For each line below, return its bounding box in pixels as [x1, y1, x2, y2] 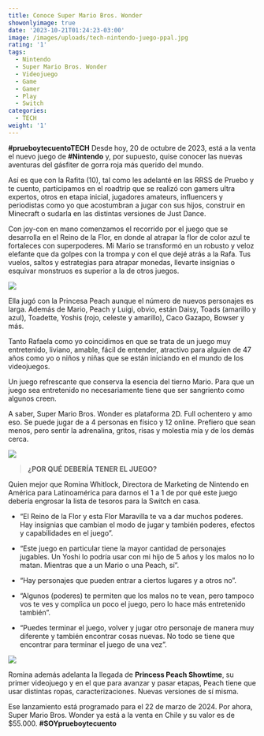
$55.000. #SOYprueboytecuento [8, 719, 117, 728]
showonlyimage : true [8, 19, 76, 27]
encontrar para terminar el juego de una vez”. [19, 640, 167, 649]
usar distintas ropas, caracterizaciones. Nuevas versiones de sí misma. [8, 686, 239, 696]
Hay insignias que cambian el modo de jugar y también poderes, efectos [19, 520, 255, 529]
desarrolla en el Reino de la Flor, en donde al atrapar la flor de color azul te [8, 232, 251, 241]
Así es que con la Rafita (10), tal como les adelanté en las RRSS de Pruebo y [8, 175, 255, 185]
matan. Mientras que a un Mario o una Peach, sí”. [19, 560, 180, 570]
